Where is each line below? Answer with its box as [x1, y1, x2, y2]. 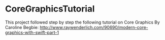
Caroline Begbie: [5, 24, 39, 30]
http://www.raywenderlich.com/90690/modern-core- [39, 24, 149, 30]
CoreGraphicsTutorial [5, 3, 95, 14]
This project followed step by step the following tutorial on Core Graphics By [5, 19, 160, 25]
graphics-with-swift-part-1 [5, 29, 59, 35]
